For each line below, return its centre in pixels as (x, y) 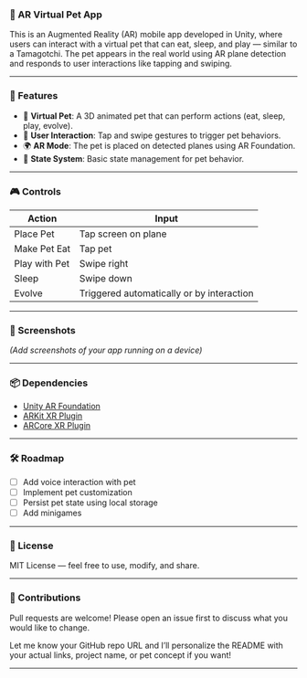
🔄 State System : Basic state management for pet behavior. (133, 158)
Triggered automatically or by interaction (166, 293)
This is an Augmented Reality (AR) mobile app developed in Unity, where (146, 35)
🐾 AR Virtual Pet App (56, 15)
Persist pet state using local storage (90, 503)
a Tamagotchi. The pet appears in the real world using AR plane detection (148, 54)
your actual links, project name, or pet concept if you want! (120, 655)
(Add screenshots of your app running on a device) (106, 350)
